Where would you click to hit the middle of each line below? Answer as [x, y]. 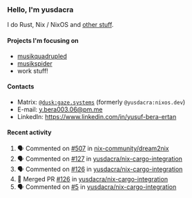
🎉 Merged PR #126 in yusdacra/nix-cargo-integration [92, 179]
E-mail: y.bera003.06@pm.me [60, 109]
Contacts [21, 87]
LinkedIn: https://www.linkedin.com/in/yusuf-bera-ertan [97, 116]
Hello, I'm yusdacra [40, 10]
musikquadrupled [42, 56]
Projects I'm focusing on [43, 40]
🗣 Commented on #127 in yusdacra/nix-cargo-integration [100, 159]
